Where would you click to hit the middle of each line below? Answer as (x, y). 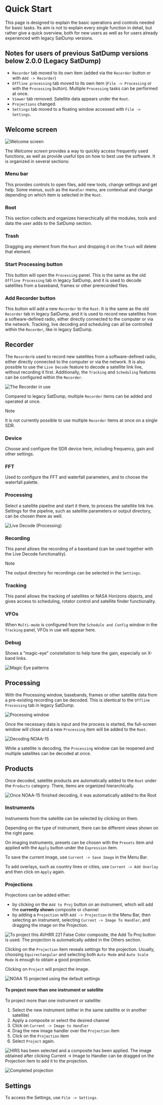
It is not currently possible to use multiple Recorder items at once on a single (81, 420)
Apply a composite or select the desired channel (61, 1021)
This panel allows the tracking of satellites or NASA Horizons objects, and (79, 596)
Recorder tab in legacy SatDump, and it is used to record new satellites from (81, 314)
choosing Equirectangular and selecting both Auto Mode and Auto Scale (77, 955)
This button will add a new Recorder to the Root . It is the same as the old (77, 309)
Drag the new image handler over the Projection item (66, 1031)
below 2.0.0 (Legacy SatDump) (53, 61)
